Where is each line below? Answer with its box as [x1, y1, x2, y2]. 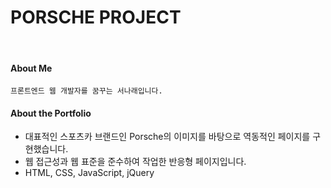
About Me [10, 62, 53, 74]
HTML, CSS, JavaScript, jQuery [24, 167, 155, 179]
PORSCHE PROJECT [10, 6, 182, 29]
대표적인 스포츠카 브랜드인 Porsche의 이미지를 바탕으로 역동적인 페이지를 [24, 131, 311, 143]
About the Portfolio [10, 107, 92, 119]
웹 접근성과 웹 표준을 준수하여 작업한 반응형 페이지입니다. [24, 156, 247, 168]
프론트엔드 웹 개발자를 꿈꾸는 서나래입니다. [10, 86, 163, 96]
